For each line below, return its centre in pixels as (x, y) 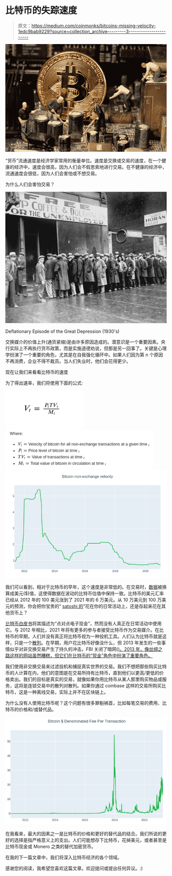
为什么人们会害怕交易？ (30, 184)
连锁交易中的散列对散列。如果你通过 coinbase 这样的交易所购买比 (97, 686)
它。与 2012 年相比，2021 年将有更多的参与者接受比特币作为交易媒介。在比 (85, 630)
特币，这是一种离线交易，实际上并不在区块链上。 (57, 692)
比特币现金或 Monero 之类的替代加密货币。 (51, 846)
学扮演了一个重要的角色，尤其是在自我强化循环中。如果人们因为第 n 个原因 (84, 355)
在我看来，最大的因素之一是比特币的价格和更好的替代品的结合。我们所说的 (84, 833)
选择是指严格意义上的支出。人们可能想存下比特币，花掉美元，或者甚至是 (90, 840)
